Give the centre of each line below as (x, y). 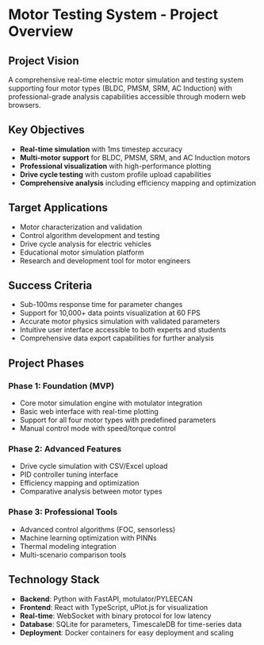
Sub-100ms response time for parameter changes (101, 305)
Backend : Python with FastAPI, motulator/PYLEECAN (106, 599)
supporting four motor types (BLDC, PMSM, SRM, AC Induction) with (120, 88)
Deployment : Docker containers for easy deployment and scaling (126, 632)
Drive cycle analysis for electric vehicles (86, 244)
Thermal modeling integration (68, 546)
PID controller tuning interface (69, 474)
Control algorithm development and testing (90, 235)
